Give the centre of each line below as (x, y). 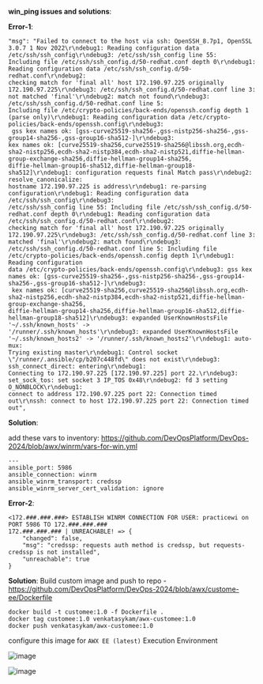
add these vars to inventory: (54, 438)
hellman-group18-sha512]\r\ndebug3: (68, 318)
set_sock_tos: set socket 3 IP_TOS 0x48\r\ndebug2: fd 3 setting (118, 380)
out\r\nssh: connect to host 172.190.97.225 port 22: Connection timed (128, 401)
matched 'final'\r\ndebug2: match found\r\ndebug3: (95, 242)
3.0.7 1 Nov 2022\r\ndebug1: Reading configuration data (104, 48)
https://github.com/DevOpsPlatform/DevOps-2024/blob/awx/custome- (124, 589)
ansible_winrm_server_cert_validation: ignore (86, 489)
